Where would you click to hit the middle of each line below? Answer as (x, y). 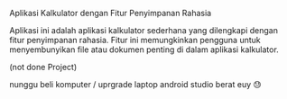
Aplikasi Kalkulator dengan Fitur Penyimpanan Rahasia (111, 13)
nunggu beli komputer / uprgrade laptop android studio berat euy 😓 (135, 84)
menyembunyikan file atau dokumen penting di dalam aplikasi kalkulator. (144, 49)
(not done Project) (43, 67)
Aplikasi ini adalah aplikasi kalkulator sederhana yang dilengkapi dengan (143, 30)
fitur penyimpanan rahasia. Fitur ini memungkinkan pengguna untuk (135, 40)
